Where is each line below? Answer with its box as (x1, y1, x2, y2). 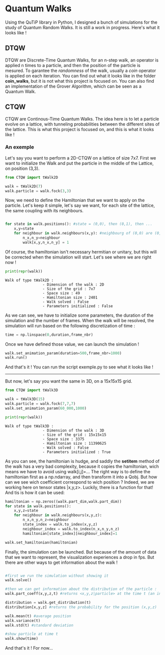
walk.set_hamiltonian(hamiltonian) (5, 540, 78, 545)
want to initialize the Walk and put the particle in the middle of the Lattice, (5, 160, 154, 166)
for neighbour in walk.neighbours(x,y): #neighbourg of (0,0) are (14, 231, 153, 236)
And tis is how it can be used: (5, 490, 65, 495)
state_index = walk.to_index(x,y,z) (23, 522, 98, 527)
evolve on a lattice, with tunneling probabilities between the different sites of (5, 121, 160, 127)
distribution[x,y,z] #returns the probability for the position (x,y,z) (5, 604, 157, 610)
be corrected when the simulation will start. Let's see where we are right (5, 254, 151, 260)
